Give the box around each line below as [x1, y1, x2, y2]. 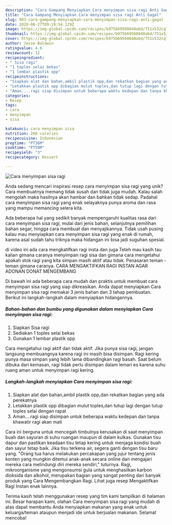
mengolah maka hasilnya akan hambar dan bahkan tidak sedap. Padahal [5, 194, 158, 200]
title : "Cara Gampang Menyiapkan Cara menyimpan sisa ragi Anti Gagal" [5, 12, 161, 17]
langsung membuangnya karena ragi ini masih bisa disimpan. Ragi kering [5, 351, 159, 357]
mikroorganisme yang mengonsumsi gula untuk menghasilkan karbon [5, 467, 152, 473]
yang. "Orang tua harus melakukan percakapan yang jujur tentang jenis [5, 450, 156, 456]
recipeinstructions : [5, 74, 50, 79]
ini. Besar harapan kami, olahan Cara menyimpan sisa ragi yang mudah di [5, 498, 160, 505]
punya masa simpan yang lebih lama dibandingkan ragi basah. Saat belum [5, 356, 162, 362]
